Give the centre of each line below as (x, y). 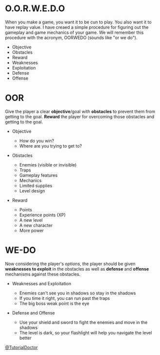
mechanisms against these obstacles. (43, 274)
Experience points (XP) (42, 215)
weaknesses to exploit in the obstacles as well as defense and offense (77, 269)
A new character (36, 225)
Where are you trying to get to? (51, 146)
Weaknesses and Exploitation (42, 283)
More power (32, 230)
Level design (32, 190)
